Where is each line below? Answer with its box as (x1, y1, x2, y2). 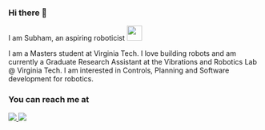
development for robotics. (8, 74, 94, 84)
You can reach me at (8, 94, 90, 105)
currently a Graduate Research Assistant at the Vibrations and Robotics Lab (8, 57, 258, 67)
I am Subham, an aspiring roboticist (8, 33, 126, 43)
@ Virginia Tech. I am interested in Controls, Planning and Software (8, 65, 230, 75)
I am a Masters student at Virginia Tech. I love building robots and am (8, 49, 236, 58)
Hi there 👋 (8, 7, 48, 18)
